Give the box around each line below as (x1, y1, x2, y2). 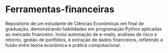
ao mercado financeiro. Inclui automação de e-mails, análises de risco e (5, 31, 157, 37)
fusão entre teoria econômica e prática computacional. (5, 42, 121, 48)
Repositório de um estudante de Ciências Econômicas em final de (5, 20, 144, 26)
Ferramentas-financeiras (5, 4, 115, 15)
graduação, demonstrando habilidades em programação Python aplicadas (5, 25, 162, 32)
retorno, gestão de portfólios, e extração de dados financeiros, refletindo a (5, 37, 163, 43)
